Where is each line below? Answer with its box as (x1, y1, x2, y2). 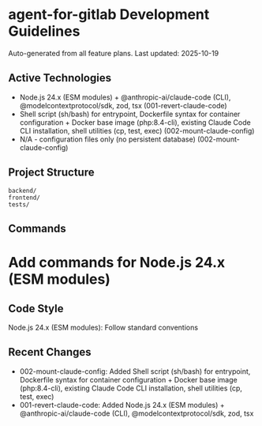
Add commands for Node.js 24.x (8, 254, 226, 272)
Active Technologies (8, 71, 112, 85)
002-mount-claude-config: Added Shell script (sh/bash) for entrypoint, (19, 366, 251, 376)
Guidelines (8, 22, 80, 40)
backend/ (8, 187, 37, 194)
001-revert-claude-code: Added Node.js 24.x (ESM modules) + (19, 400, 225, 409)
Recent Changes (8, 345, 92, 359)
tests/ (8, 200, 30, 209)
